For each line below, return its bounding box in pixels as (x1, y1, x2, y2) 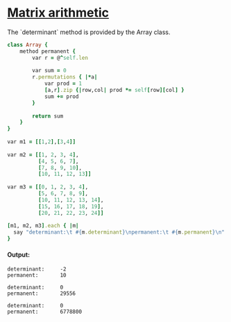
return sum (32, 113, 64, 120)
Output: (7, 250, 30, 259)
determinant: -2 (7, 266, 67, 273)
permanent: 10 (7, 272, 67, 279)
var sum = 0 (32, 67, 67, 74)
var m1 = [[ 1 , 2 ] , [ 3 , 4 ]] (7, 138, 76, 145)
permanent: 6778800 (7, 308, 82, 316)
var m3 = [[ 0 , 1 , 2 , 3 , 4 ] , (7, 184, 89, 191)
